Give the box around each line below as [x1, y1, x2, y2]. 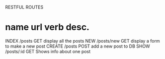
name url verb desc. [5, 22, 89, 33]
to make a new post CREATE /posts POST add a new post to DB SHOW [5, 43, 150, 49]
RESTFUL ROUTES [5, 4, 44, 10]
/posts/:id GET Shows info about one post [5, 48, 91, 54]
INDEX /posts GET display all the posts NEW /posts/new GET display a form [5, 38, 160, 44]
